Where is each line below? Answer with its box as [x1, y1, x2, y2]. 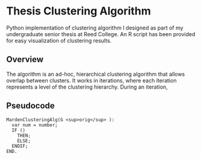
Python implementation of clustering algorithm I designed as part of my [6, 24, 183, 31]
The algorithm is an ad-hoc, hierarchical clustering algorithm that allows [6, 70, 185, 78]
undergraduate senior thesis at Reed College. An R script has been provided [6, 30, 196, 37]
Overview [6, 54, 44, 64]
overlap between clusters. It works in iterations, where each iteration [6, 76, 177, 84]
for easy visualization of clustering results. [6, 37, 112, 44]
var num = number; [11, 122, 59, 128]
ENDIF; [11, 143, 28, 149]
